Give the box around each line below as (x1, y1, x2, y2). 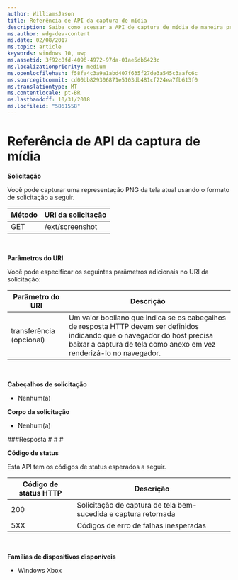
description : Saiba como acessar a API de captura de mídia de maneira (7, 23, 223, 30)
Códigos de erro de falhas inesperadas (76, 520, 207, 530)
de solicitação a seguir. (7, 193, 75, 201)
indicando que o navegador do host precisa (68, 330, 214, 340)
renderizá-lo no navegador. (68, 348, 161, 358)
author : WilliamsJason (7, 10, 74, 18)
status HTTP (18, 488, 62, 498)
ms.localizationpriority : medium (7, 63, 106, 70)
